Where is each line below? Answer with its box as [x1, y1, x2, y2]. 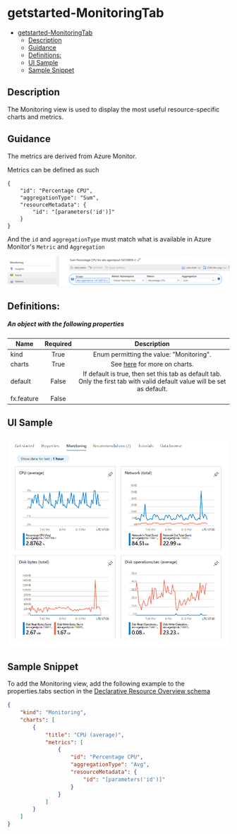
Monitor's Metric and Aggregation [7, 242, 105, 251]
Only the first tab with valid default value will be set [78, 377, 226, 386]
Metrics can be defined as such [7, 165, 99, 174]
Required [44, 340, 72, 348]
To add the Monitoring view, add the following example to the [7, 679, 185, 688]
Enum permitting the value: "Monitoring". [92, 350, 212, 358]
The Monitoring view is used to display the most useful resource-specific [7, 105, 220, 114]
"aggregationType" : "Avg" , [70, 761, 150, 768]
